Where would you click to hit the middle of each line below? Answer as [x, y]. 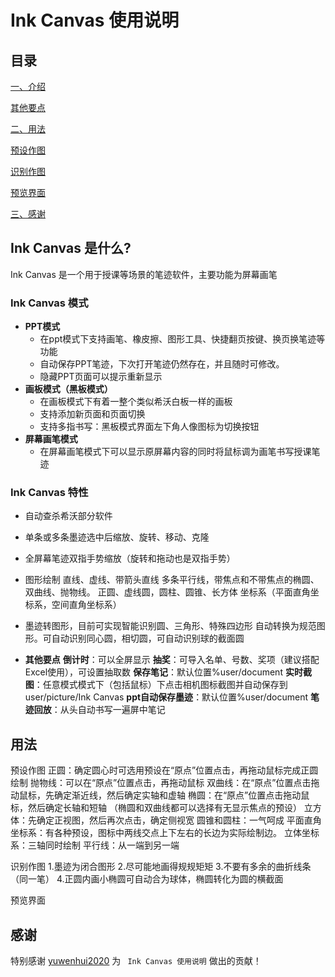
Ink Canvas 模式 [49, 303]
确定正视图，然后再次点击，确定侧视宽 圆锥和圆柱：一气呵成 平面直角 [179, 820]
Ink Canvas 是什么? [71, 248]
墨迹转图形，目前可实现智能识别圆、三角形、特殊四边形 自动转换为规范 [170, 626]
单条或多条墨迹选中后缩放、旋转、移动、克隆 [117, 537]
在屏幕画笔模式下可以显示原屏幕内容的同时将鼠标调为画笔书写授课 [175, 452]
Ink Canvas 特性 [49, 493]
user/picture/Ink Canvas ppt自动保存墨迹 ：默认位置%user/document [166, 697]
